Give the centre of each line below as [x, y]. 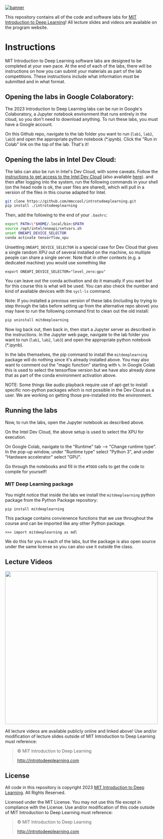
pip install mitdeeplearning [35, 509]
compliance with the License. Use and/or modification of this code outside [80, 807]
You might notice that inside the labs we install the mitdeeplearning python [80, 495]
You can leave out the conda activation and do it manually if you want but [79, 280]
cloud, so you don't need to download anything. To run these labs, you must [81, 119]
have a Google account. [29, 124]
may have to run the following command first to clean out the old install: [77, 311]
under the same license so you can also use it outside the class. [69, 546]
